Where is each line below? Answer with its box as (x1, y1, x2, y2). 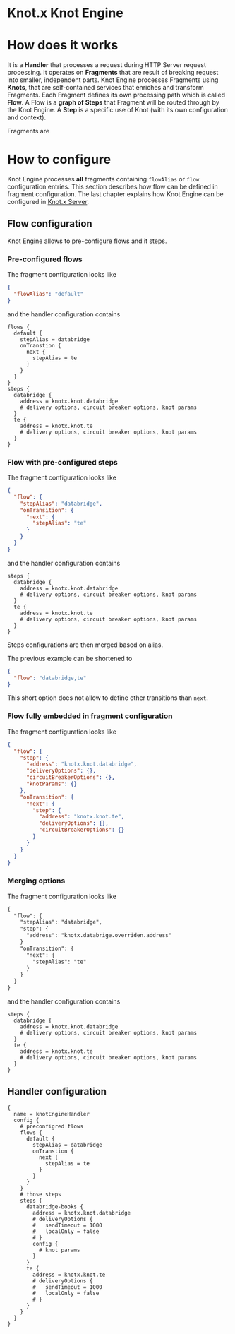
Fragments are (7, 127, 50, 136)
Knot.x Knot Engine (7, 5, 123, 21)
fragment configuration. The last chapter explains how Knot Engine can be (7, 190, 224, 198)
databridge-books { (25, 1203, 83, 1210)
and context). (7, 113, 47, 121)
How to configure (7, 152, 112, 167)
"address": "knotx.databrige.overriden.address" (25, 932, 172, 939)
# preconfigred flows (20, 1123, 83, 1130)
